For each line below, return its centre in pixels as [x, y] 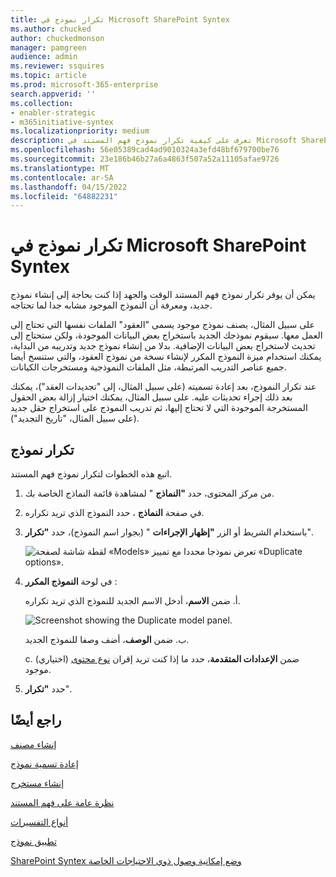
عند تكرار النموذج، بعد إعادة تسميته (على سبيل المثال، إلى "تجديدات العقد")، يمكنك [163, 387]
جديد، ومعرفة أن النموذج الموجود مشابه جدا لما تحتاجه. [111, 305]
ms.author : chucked [51, 29]
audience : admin [44, 57]
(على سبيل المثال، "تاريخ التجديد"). [75, 418]
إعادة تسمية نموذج [44, 763]
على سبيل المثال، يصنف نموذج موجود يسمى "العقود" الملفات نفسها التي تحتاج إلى [162, 325]
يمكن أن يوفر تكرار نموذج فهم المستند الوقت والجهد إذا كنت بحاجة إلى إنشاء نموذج [163, 295]
